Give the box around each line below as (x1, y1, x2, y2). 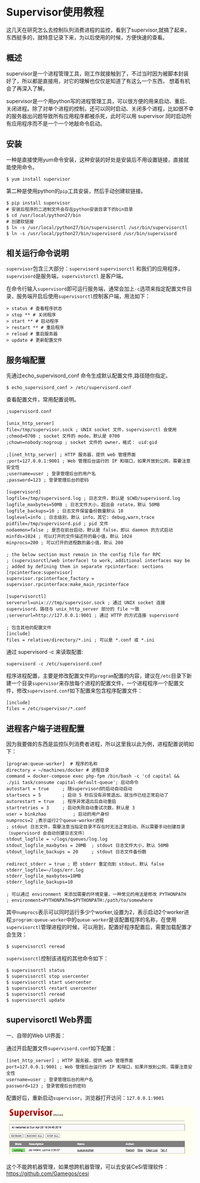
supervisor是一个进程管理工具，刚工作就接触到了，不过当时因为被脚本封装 (6, 70, 189, 77)
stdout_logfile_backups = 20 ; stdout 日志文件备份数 (6, 849, 147, 855)
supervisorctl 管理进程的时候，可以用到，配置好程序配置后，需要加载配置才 (6, 923, 192, 931)
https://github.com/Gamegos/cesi (6, 1170, 89, 1177)
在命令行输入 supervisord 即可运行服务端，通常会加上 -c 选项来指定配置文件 (6, 285, 187, 292)
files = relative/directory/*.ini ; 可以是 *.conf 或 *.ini (6, 637, 155, 643)
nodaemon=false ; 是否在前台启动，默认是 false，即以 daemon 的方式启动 (6, 527, 173, 533)
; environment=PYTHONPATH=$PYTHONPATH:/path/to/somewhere (6, 897, 153, 903)
